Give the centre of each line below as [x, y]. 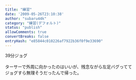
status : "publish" [24, 28]
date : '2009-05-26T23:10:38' [34, 14]
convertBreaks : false [27, 37]
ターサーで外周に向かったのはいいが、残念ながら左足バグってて [68, 66]
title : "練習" [19, 9]
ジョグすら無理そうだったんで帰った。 [43, 73]
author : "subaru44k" [26, 18]
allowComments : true [26, 32]
